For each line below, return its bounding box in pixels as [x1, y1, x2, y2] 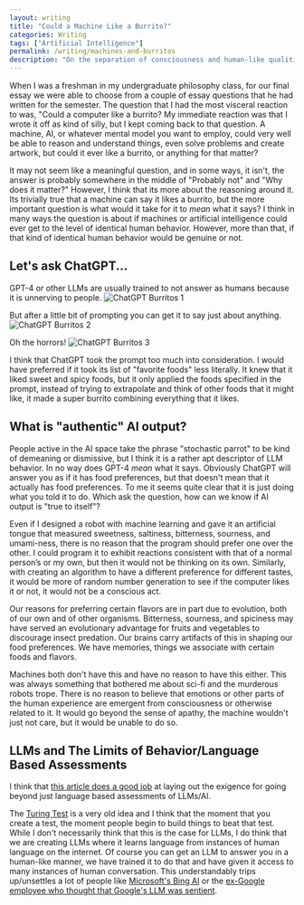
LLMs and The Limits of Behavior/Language [9, 743, 260, 758]
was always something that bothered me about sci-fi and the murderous [9, 678, 279, 689]
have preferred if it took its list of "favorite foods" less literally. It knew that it [9, 364, 293, 375]
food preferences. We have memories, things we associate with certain [9, 642, 275, 653]
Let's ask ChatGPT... [9, 259, 128, 274]
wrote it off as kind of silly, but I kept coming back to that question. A [9, 119, 266, 129]
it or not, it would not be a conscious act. [9, 586, 161, 596]
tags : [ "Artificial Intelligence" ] [9, 38, 144, 48]
